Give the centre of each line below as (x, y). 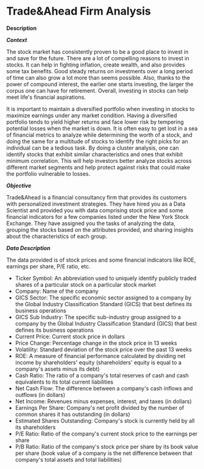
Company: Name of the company (57, 291)
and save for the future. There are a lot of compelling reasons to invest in (98, 58)
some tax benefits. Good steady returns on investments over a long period (100, 71)
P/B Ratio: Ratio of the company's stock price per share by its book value (107, 446)
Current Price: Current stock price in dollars (70, 336)
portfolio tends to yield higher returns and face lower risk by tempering (95, 122)
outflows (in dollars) (40, 395)
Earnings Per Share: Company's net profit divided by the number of (100, 407)
